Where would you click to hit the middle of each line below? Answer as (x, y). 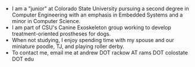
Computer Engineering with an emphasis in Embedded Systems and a (97, 15)
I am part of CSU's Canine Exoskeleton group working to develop (91, 27)
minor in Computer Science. (46, 21)
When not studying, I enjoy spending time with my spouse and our (93, 40)
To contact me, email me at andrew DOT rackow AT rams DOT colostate (100, 52)
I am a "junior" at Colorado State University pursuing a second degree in (100, 9)
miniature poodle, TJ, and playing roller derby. (68, 46)
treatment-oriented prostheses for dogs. (61, 34)
